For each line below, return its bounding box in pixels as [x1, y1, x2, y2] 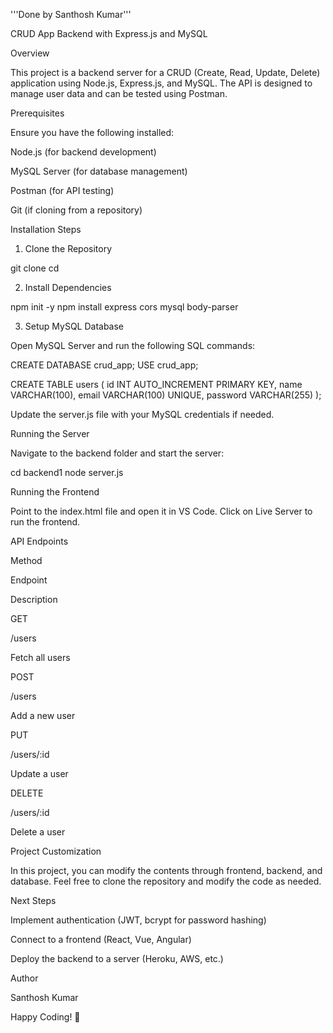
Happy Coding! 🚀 [10, 1011, 81, 1023]
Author [10, 972, 39, 984]
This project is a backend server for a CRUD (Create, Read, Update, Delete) [10, 67, 321, 78]
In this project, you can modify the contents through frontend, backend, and [10, 865, 323, 876]
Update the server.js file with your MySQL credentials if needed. [10, 409, 275, 420]
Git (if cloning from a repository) [10, 204, 143, 216]
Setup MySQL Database [24, 320, 125, 332]
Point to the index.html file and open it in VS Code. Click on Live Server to [10, 505, 313, 517]
